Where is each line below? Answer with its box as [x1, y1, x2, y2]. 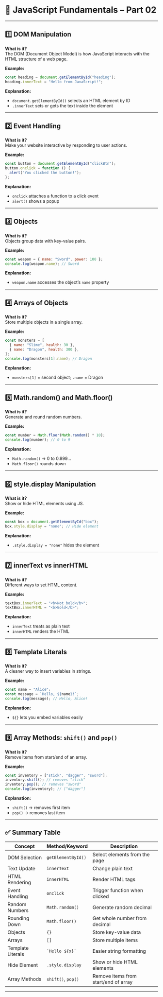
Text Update [7, 865, 35, 872]
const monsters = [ [5, 338, 45, 343]
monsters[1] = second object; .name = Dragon [12, 374, 103, 380]
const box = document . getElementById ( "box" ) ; [5, 519, 98, 524]
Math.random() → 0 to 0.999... [12, 455, 71, 461]
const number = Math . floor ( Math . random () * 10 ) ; [5, 433, 105, 438]
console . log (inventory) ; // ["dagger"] [5, 787, 86, 791]
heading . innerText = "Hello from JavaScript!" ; [5, 79, 103, 84]
